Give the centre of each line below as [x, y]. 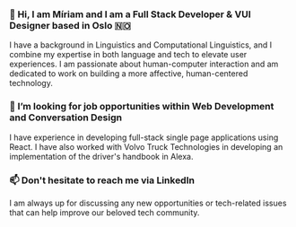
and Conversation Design [66, 118]
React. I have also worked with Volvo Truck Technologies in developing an [146, 146]
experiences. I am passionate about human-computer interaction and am [144, 64]
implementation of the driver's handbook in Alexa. [101, 156]
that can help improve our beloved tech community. [104, 212]
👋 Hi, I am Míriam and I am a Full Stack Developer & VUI [130, 14]
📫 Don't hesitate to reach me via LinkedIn [102, 180]
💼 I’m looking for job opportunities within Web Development [142, 107]
